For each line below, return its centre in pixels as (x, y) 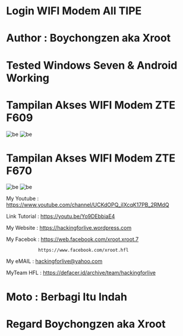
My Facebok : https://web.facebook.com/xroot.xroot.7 (72, 239)
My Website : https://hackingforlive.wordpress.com (69, 228)
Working (28, 78)
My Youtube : (23, 199)
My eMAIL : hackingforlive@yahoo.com (54, 261)
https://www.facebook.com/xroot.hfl (83, 251)
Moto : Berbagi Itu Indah (67, 297)
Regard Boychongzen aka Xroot (86, 324)
